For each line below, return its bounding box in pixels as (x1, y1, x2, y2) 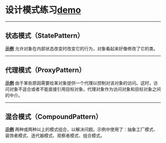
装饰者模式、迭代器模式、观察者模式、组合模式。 (5, 133, 105, 139)
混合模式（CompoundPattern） (5, 113, 102, 121)
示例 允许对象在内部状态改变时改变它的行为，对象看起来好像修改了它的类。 (5, 45, 158, 52)
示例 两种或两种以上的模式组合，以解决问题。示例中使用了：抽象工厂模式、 (5, 126, 158, 133)
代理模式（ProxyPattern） (5, 66, 85, 74)
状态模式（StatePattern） (5, 31, 84, 40)
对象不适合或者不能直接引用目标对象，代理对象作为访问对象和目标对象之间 (9, 86, 161, 92)
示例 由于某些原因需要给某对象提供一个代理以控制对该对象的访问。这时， (5, 80, 154, 86)
